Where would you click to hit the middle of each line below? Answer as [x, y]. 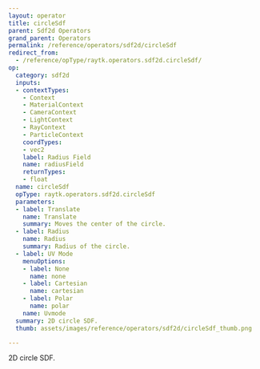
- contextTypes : [42, 90]
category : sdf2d [42, 75]
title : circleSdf [37, 23]
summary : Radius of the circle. [76, 247]
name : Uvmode [44, 313]
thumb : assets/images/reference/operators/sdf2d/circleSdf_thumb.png [134, 328]
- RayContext [44, 127]
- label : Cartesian [55, 284]
